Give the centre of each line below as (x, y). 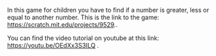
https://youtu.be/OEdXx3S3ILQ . (53, 45)
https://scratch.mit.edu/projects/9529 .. (63, 25)
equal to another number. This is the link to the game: (83, 17)
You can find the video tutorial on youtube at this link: (83, 38)
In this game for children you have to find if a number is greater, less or (108, 10)
